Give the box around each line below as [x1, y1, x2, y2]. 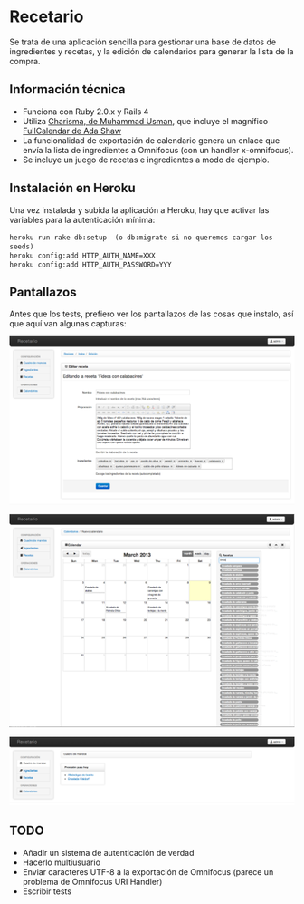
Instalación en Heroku [9, 180, 136, 196]
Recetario [9, 6, 84, 27]
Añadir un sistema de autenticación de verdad [22, 847, 195, 858]
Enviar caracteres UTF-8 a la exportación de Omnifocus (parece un [22, 866, 274, 877]
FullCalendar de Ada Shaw [22, 125, 122, 136]
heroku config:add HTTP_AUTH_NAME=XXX [9, 251, 156, 260]
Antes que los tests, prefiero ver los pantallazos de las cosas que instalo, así [9, 308, 294, 319]
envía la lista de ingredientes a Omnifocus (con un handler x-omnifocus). [22, 144, 294, 155]
